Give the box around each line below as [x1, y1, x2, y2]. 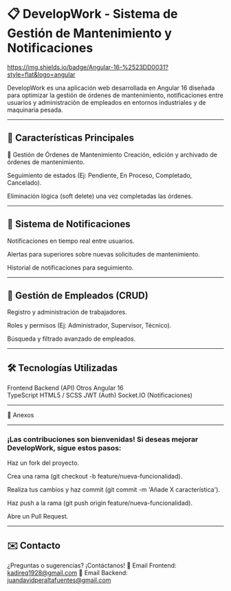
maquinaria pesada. [7, 106, 63, 114]
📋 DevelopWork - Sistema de [7, 6, 178, 22]
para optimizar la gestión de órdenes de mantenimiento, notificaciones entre [7, 91, 223, 99]
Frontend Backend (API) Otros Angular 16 [7, 384, 124, 392]
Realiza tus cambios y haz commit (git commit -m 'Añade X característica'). [7, 485, 221, 494]
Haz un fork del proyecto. [7, 459, 80, 467]
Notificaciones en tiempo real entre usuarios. [7, 237, 135, 245]
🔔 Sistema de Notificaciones [7, 219, 131, 230]
